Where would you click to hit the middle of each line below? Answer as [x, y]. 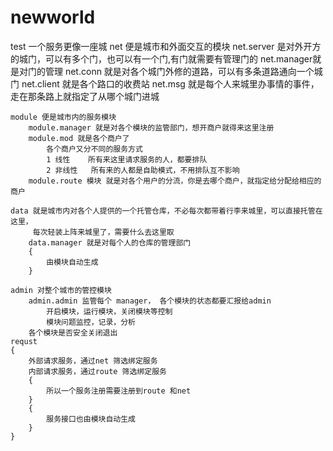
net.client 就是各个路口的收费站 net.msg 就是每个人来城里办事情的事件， [170, 83]
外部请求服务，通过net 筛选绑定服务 [93, 361]
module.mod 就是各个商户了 [79, 138]
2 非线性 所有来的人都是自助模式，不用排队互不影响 [143, 170]
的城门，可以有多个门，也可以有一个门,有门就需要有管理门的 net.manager [161, 58]
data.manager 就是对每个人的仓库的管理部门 [110, 242]
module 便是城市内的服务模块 [63, 117]
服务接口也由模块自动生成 [91, 419]
